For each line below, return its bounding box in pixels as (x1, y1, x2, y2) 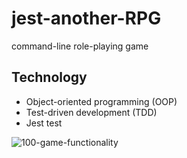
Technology (11, 69, 88, 86)
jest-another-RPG (11, 7, 162, 30)
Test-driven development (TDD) (25, 106, 158, 118)
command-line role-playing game (11, 40, 149, 52)
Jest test (25, 117, 63, 129)
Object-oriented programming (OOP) (25, 95, 178, 107)
